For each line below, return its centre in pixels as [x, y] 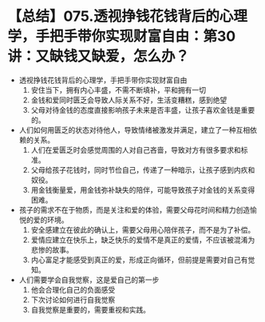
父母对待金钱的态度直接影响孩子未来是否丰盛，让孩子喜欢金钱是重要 [143, 109]
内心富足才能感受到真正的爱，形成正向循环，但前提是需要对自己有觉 [143, 260]
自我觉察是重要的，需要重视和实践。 [91, 309]
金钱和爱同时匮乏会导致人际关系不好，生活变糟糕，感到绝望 [129, 100]
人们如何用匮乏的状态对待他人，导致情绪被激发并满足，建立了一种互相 [134, 129]
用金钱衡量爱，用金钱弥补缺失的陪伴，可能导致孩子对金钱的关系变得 [143, 189]
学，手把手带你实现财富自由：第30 [122, 36]
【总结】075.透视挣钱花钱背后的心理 [128, 16]
